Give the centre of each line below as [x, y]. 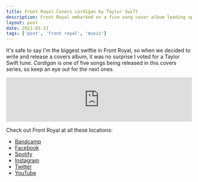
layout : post [22, 22]
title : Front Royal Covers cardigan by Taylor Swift [72, 12]
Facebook [27, 148]
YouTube [25, 173]
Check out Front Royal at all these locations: [60, 130]
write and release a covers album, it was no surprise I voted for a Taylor [93, 57]
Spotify [23, 154]
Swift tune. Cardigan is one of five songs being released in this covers [91, 63]
